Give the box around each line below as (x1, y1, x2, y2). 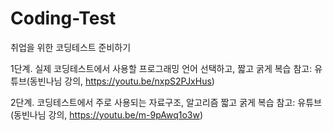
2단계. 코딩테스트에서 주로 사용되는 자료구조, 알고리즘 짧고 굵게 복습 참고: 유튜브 (10, 96, 322, 108)
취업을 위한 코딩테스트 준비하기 (10, 41, 132, 53)
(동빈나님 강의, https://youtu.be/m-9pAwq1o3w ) (10, 108, 204, 121)
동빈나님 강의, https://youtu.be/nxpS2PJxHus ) (29, 75, 215, 87)
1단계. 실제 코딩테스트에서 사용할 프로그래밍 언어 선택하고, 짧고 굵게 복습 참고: (10, 62, 313, 74)
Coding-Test (10, 7, 117, 30)
